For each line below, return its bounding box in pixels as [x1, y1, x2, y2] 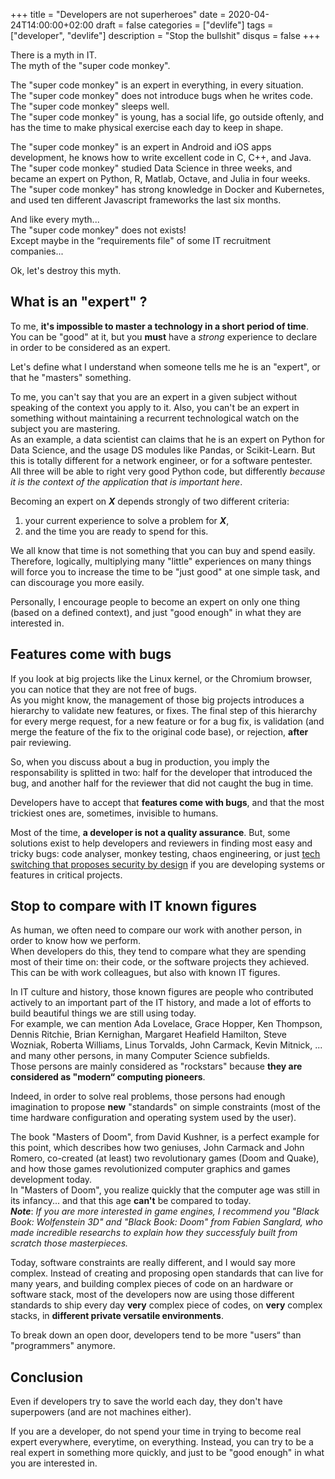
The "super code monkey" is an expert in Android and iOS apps [10, 141, 272, 153]
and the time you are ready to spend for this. [24, 525, 209, 537]
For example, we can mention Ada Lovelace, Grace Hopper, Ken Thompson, [10, 1018, 323, 1030]
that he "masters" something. [10, 371, 132, 383]
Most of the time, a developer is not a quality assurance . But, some [10, 826, 291, 838]
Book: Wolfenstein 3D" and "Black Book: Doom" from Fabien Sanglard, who [10, 1216, 323, 1228]
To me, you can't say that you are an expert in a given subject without [10, 390, 298, 403]
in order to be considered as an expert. [10, 341, 171, 353]
